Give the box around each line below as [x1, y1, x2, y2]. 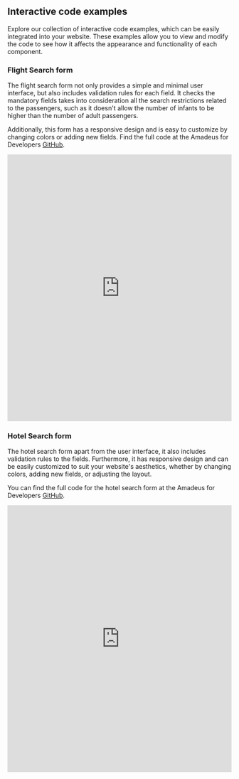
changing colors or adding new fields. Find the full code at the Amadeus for [7, 133, 229, 142]
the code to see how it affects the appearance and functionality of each [7, 39, 218, 48]
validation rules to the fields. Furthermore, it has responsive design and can [7, 455, 229, 463]
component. [7, 47, 43, 55]
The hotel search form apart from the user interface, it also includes [7, 447, 206, 456]
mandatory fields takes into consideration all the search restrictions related [7, 96, 227, 105]
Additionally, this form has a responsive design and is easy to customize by [7, 125, 228, 134]
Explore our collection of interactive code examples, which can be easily [7, 24, 220, 33]
